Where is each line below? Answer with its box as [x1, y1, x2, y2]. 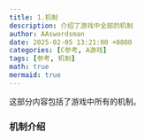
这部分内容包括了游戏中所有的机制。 [9, 96, 141, 106]
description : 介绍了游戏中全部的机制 [9, 21, 134, 30]
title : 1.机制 [9, 12, 59, 22]
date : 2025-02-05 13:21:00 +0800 [9, 37, 133, 47]
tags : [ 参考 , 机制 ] [9, 54, 76, 63]
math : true [9, 63, 50, 72]
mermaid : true [9, 71, 62, 80]
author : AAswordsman [9, 29, 86, 38]
